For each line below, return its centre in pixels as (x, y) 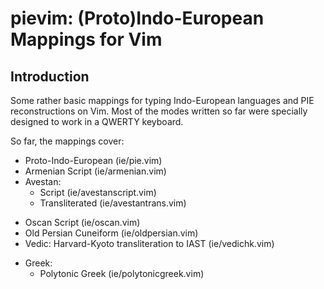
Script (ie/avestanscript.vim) (98, 192)
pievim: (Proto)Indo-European (137, 18)
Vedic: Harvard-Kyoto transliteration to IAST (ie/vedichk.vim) (149, 243)
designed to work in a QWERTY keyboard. (97, 121)
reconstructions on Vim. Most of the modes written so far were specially (159, 111)
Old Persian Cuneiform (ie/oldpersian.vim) (111, 233)
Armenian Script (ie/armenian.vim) (95, 171)
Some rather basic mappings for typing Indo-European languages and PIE (162, 100)
